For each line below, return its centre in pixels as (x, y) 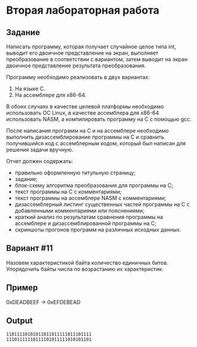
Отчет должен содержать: (40, 161)
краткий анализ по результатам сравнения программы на (89, 217)
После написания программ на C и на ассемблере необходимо (87, 131)
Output (19, 321)
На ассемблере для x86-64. (51, 95)
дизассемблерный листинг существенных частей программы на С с (102, 204)
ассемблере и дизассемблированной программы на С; (85, 223)
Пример (22, 288)
